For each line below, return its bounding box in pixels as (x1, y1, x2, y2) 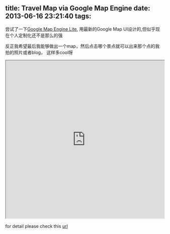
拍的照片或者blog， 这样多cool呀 (5, 49, 73, 55)
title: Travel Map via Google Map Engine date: (5, 4, 150, 13)
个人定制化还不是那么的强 (9, 32, 63, 38)
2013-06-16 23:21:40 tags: (5, 12, 92, 21)
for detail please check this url (5, 223, 68, 229)
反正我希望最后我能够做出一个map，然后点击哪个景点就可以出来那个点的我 (5, 43, 160, 49)
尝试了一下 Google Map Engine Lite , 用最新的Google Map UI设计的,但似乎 (5, 26, 156, 32)
